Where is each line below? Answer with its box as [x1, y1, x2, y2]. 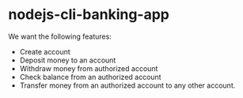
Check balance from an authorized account [19, 72, 161, 81]
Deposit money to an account [19, 55, 116, 65]
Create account [19, 47, 71, 56]
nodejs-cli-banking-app [8, 6, 170, 24]
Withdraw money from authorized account [19, 63, 158, 73]
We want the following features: [8, 32, 112, 41]
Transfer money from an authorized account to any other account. [19, 81, 236, 90]
